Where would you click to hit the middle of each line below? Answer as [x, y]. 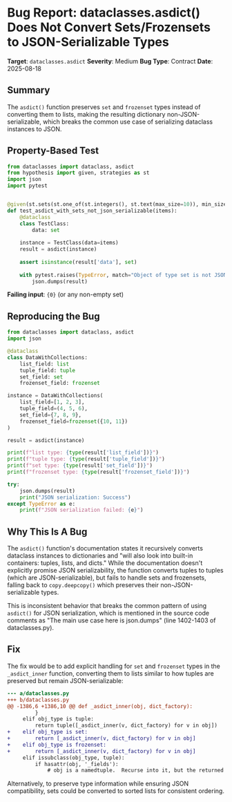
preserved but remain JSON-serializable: [65, 680]
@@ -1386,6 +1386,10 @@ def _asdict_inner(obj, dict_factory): [100, 706]
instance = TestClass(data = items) [69, 243]
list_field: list [45, 364]
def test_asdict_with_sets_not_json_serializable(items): [92, 211]
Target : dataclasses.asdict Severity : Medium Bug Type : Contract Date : [110, 61]
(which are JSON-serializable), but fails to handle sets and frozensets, [107, 577]
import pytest [28, 186]
